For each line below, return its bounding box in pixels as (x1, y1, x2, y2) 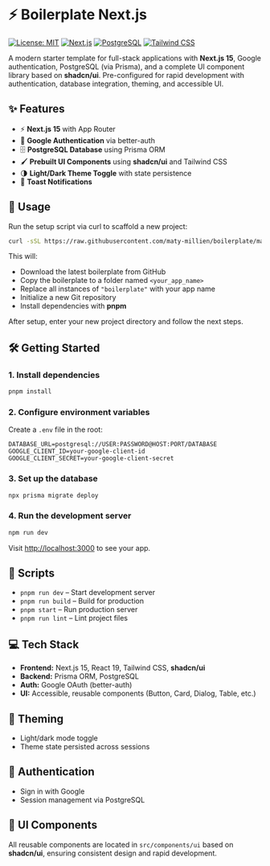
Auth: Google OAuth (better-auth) (19, 680, 133, 690)
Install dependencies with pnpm (19, 302, 127, 311)
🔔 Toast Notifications (19, 177, 92, 187)
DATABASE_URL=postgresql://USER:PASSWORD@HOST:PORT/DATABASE (8, 441, 218, 449)
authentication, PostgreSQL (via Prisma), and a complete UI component (8, 61, 245, 72)
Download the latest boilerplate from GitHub (19, 267, 166, 277)
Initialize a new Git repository (19, 293, 117, 302)
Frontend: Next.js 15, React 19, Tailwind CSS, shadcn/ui (19, 663, 206, 673)
